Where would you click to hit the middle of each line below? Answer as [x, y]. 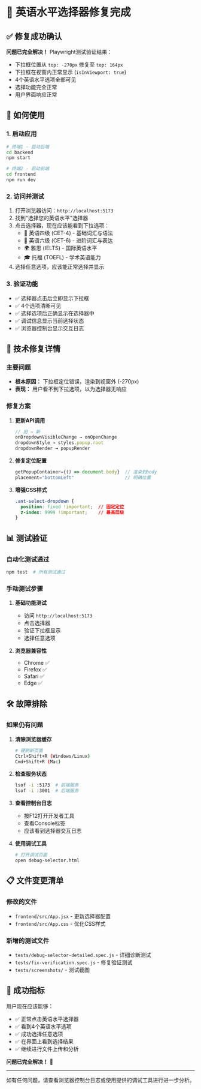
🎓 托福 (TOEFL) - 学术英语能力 [62, 257]
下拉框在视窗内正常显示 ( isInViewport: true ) [71, 72]
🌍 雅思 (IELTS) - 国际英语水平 [60, 248]
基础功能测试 [31, 603]
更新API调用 [30, 420]
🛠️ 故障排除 [27, 703]
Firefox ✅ [35, 670]
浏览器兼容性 [31, 651]
